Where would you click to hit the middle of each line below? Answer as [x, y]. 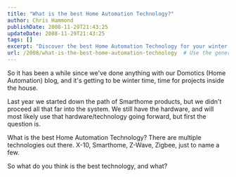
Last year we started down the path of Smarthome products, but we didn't [114, 101]
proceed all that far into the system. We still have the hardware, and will [111, 109]
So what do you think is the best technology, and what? [87, 166]
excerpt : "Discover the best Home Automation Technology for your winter [118, 46]
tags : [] [20, 40]
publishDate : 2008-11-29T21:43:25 [58, 27]
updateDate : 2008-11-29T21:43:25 [56, 33]
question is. [24, 124]
